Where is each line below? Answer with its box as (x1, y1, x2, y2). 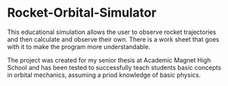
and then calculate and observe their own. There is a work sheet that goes (7, 35, 220, 43)
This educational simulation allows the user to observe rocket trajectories (7, 28, 216, 36)
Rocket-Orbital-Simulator (7, 5, 157, 21)
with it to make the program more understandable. (7, 42, 150, 51)
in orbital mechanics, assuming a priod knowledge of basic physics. (7, 71, 201, 79)
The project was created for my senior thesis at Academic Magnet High (7, 55, 211, 64)
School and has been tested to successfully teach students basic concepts (7, 63, 222, 71)
